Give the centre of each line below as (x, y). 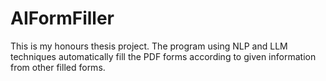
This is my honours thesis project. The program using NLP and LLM (149, 46)
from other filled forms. (58, 67)
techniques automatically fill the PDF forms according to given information (163, 56)
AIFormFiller (62, 18)
